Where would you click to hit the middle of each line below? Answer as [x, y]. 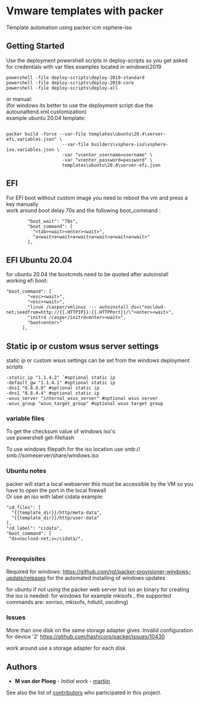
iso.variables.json [30, 150]
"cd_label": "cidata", [34, 528]
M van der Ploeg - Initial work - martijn [62, 681]
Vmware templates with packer [85, 11]
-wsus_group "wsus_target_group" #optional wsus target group [85, 404]
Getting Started [35, 46]
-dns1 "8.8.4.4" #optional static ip [53, 393]
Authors [22, 667]
